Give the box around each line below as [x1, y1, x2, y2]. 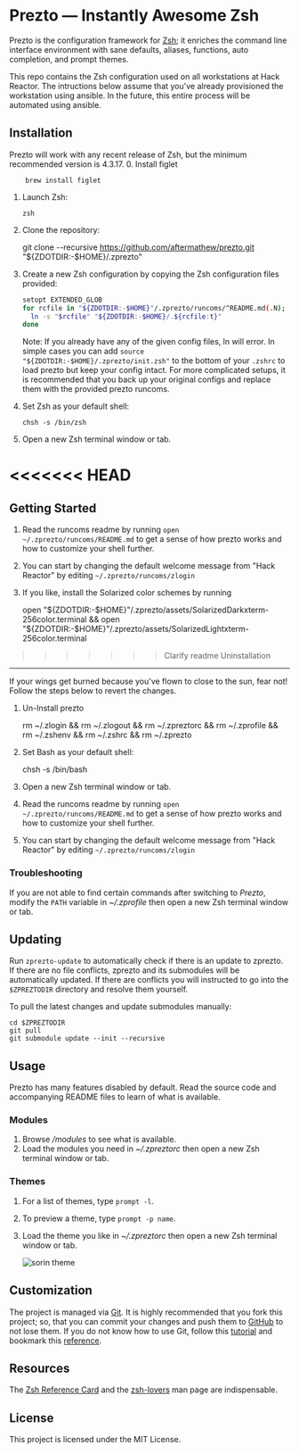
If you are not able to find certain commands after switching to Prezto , [9, 887, 266, 898]
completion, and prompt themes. [9, 54, 129, 64]
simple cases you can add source [21, 345, 145, 357]
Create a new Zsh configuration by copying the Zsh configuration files [21, 269, 279, 279]
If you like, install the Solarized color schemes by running [21, 587, 232, 598]
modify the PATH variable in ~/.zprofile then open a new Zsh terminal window [9, 896, 289, 907]
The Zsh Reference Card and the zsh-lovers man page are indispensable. [9, 1384, 279, 1395]
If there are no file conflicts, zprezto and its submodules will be [9, 965, 240, 976]
